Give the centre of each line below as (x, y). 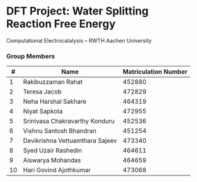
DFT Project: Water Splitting (77, 11)
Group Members (31, 56)
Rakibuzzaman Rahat (53, 82)
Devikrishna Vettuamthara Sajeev (70, 141)
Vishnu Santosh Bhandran (60, 131)
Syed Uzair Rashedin (53, 151)
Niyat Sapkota (43, 111)
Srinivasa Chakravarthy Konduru (69, 121)
